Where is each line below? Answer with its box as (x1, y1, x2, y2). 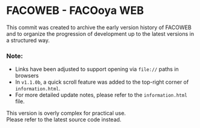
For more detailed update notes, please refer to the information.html (15, 92, 188, 99)
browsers (15, 72, 39, 79)
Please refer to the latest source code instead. (6, 116, 122, 123)
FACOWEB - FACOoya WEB (6, 4, 144, 18)
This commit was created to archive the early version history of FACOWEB (6, 24, 192, 31)
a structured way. (6, 36, 50, 44)
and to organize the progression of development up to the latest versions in (6, 30, 195, 37)
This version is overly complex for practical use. (6, 110, 126, 117)
